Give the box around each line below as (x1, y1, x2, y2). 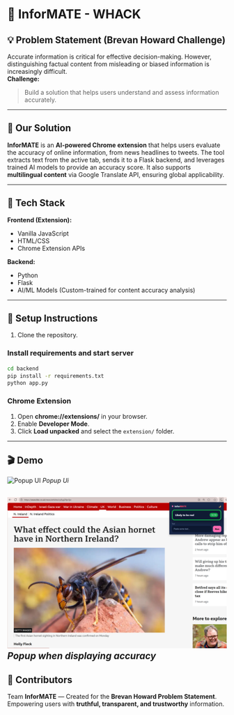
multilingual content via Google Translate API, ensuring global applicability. (7, 170, 225, 178)
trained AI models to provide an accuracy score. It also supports (7, 163, 192, 171)
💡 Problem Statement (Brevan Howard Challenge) (7, 34, 226, 46)
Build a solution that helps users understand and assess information (24, 89, 219, 96)
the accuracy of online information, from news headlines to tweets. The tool (7, 148, 225, 156)
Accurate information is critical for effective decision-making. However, (7, 52, 212, 61)
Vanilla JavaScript (17, 229, 70, 238)
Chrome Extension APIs (17, 244, 86, 252)
